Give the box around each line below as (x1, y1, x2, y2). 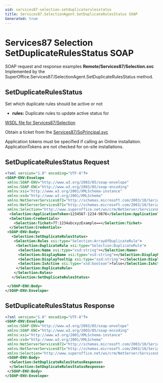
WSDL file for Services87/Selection (5, 120, 76, 126)
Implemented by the (5, 69, 45, 74)
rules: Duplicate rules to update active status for (12, 110, 109, 116)
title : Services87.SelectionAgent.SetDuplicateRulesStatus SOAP (5, 12, 138, 17)
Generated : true (5, 16, 38, 21)
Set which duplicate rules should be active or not (5, 101, 103, 107)
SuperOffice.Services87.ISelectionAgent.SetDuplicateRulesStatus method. (5, 74, 154, 80)
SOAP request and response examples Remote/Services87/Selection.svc (5, 64, 154, 70)
